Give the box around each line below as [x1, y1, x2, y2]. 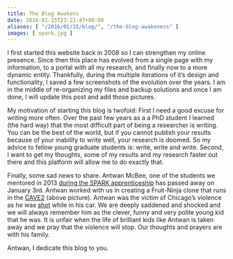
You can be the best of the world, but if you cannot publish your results [7, 128, 211, 137]
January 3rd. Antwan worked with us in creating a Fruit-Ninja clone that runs [7, 186, 227, 194]
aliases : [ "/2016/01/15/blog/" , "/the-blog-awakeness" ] [7, 23, 179, 30]
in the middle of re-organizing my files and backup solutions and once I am [7, 85, 223, 94]
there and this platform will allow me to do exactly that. [7, 158, 164, 167]
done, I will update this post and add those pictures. [7, 93, 156, 101]
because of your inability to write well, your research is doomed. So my [7, 136, 211, 144]
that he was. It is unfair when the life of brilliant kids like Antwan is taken [7, 216, 214, 224]
